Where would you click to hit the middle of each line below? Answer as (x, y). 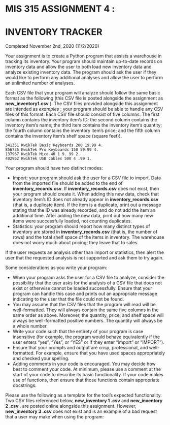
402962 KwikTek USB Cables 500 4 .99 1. (49, 159)
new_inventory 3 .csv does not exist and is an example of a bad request (81, 411)
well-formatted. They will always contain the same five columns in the (86, 310)
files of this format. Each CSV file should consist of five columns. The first (82, 114)
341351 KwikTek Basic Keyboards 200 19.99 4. (54, 145)
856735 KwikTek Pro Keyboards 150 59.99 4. (52, 150)
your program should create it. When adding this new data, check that (86, 194)
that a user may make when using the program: (55, 417)
